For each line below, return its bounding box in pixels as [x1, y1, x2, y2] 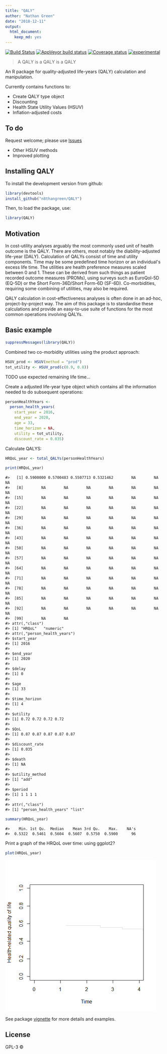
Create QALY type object [12, 94, 64, 99]
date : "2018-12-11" [5, 19, 46, 24]
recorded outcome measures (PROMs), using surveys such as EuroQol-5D [5, 275, 159, 281]
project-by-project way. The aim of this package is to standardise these [5, 301, 153, 307]
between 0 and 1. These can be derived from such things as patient [5, 270, 145, 276]
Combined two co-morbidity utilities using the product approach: [5, 349, 140, 355]
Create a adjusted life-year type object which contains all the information [5, 383, 157, 389]
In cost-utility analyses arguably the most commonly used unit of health [5, 243, 154, 249]
